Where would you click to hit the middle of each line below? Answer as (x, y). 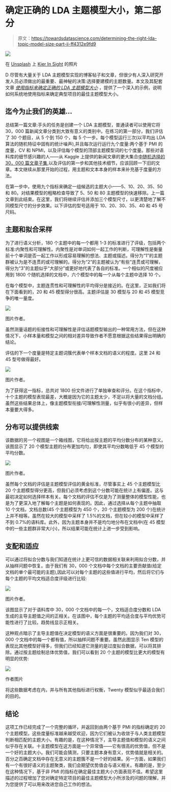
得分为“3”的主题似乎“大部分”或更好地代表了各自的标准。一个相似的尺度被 (82, 268)
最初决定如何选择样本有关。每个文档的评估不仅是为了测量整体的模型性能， (83, 497)
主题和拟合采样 (29, 230)
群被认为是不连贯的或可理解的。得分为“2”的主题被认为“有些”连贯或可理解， (84, 262)
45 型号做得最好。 (24, 359)
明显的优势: (17, 659)
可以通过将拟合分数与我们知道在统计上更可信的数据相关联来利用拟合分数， (83, 559)
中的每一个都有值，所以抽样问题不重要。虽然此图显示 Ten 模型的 (96, 640)
